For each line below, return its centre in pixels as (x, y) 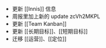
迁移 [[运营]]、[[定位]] (39, 39)
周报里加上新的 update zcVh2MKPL (56, 16)
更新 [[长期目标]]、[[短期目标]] (50, 31)
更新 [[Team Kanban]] (39, 24)
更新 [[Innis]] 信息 (34, 9)
